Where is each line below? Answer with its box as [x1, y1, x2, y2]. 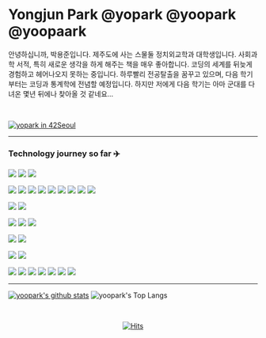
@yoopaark [8, 22, 87, 40]
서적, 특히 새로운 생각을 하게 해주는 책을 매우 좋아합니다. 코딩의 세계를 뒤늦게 [16, 59, 253, 69]
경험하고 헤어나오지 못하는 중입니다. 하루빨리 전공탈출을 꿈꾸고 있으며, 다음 [8, 69, 239, 78]
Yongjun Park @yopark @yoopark [8, 6, 237, 24]
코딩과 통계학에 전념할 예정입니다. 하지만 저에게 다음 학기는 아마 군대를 [28, 79, 247, 89]
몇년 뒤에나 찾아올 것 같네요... [22, 89, 114, 98]
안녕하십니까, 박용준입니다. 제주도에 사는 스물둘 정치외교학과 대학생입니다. [8, 49, 237, 59]
